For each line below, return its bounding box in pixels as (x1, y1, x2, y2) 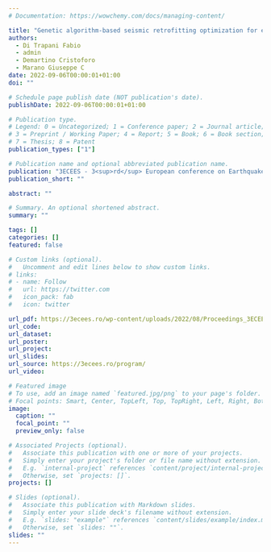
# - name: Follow (8, 278, 67, 286)
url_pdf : (8, 315, 38, 323)
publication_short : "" (8, 175, 85, 183)
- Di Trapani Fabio (15, 41, 81, 49)
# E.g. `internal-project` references (8, 464, 147, 472)
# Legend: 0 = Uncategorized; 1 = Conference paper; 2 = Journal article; (8, 122, 265, 131)
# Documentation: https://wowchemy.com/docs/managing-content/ (8, 11, 226, 20)
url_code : (8, 322, 42, 330)
